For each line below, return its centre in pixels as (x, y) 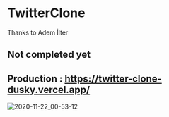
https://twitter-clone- (113, 79)
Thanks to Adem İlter (38, 32)
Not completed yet (49, 55)
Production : (35, 79)
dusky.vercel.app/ (49, 90)
